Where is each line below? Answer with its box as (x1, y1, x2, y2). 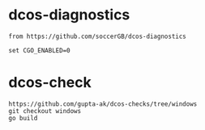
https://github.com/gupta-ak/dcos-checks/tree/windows (8, 99, 198, 108)
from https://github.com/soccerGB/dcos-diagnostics (8, 32, 186, 40)
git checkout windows (8, 107, 82, 115)
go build (8, 114, 38, 122)
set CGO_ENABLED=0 (8, 46, 70, 54)
